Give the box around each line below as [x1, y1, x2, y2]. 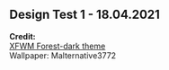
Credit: [9, 31, 36, 41]
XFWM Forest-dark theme [9, 40, 106, 51]
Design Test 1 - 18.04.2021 [9, 7, 160, 22]
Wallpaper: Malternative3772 [9, 49, 117, 61]
